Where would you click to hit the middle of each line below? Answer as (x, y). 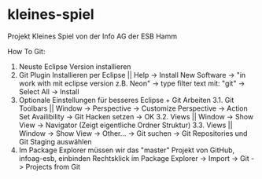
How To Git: (26, 51)
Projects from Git (53, 166)
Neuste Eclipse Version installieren (75, 66)
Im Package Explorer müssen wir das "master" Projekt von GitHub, (127, 150)
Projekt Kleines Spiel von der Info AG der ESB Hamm (92, 36)
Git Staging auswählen (55, 141)
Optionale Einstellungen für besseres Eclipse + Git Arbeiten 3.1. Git (126, 100)
